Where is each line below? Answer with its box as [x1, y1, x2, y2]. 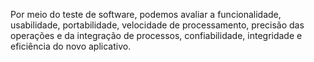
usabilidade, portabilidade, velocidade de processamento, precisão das [10, 19, 305, 31]
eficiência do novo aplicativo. [10, 40, 132, 52]
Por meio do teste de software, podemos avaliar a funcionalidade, [10, 9, 282, 20]
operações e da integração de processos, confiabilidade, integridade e [10, 30, 303, 41]
